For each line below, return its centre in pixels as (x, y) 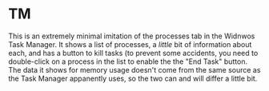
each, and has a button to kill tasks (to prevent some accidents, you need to (133, 53)
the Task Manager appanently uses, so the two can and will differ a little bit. (133, 78)
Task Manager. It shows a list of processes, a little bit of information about (130, 44)
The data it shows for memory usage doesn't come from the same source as (134, 69)
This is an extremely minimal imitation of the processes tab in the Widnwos (132, 36)
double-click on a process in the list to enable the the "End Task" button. (128, 61)
